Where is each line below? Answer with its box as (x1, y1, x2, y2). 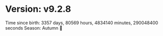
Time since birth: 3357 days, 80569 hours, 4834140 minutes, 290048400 (5, 20, 158, 26)
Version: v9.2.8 (5, 3, 71, 15)
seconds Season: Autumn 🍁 (5, 25, 63, 31)
